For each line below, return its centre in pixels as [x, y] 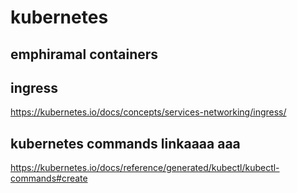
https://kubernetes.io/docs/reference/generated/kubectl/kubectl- [145, 168]
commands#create [49, 178]
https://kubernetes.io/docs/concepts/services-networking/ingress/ [148, 112]
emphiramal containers [84, 54]
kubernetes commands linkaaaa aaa [125, 143]
